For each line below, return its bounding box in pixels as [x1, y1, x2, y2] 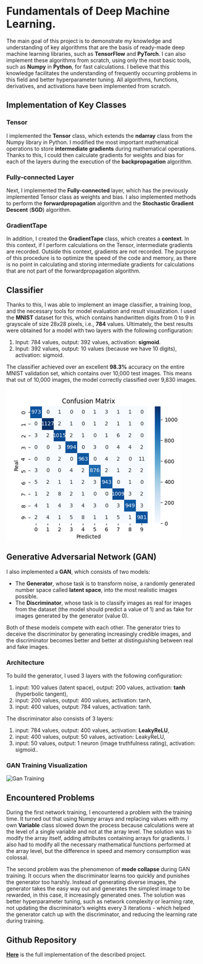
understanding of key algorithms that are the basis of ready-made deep [6, 44, 185, 51]
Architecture [6, 658, 45, 667]
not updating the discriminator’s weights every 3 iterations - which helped [6, 905, 191, 912]
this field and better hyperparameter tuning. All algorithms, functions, [6, 76, 179, 83]
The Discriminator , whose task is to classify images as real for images [15, 599, 191, 606]
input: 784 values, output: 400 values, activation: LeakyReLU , [15, 727, 170, 734]
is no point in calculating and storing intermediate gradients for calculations [6, 261, 195, 268]
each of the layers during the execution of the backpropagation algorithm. [6, 158, 193, 165]
